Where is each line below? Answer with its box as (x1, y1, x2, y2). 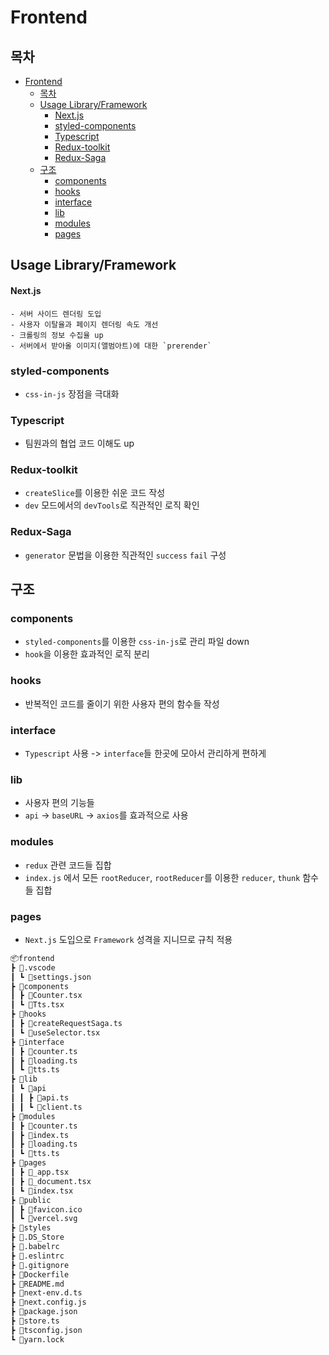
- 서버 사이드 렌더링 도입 (10, 309, 102, 319)
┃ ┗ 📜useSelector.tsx (10, 1027, 101, 1038)
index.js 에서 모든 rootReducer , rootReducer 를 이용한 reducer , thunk (24, 871, 301, 883)
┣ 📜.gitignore (10, 1260, 70, 1270)
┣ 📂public (10, 1195, 52, 1205)
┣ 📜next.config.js (10, 1297, 87, 1308)
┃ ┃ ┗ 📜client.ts (10, 1102, 83, 1112)
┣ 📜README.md (10, 1279, 65, 1289)
